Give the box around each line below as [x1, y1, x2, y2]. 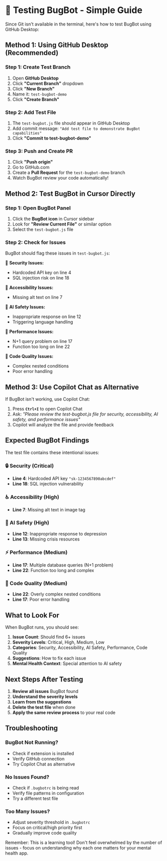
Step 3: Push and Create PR [5, 147, 73, 154]
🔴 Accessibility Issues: [5, 284, 54, 290]
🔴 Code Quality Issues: [5, 353, 54, 359]
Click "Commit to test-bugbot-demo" [12, 135, 91, 141]
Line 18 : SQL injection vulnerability [12, 481, 84, 487]
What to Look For [5, 611, 59, 619]
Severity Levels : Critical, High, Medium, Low [12, 639, 105, 645]
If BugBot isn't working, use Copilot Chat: [5, 396, 90, 402]
